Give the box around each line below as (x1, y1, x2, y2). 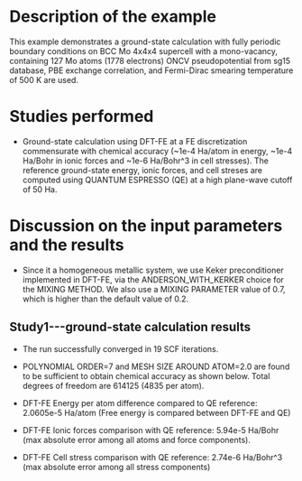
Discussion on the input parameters (9, 216, 283, 236)
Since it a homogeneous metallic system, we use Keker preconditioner (22, 264, 284, 275)
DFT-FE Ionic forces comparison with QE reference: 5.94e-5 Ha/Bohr (22, 424, 279, 435)
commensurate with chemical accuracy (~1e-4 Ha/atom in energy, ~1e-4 (22, 145, 293, 156)
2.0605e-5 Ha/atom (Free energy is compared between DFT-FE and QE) (22, 407, 291, 418)
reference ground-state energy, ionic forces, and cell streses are (22, 164, 263, 175)
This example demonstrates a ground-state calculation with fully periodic (9, 36, 281, 47)
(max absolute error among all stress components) (22, 461, 211, 472)
